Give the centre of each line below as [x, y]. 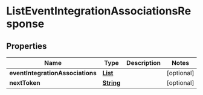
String [111, 83]
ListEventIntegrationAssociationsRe [99, 11]
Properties [27, 46]
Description [144, 63]
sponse [25, 24]
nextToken [25, 83]
